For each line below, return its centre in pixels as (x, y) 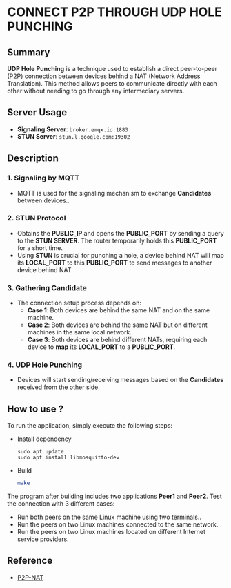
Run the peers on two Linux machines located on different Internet (111, 532)
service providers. (43, 539)
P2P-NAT (30, 577)
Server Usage (37, 112)
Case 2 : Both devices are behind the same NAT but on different (118, 325)
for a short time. (40, 248)
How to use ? (36, 409)
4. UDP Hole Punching (45, 365)
